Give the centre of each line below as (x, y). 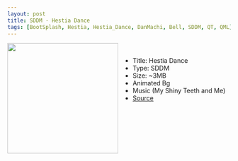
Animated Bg (152, 83)
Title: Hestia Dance (160, 61)
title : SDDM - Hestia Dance (49, 20)
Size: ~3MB (149, 76)
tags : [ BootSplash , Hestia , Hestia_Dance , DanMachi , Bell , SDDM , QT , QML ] (120, 27)
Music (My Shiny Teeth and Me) (179, 91)
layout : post (27, 14)
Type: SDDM (151, 68)
